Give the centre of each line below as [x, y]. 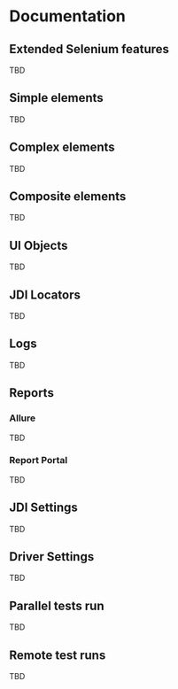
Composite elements [68, 197]
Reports [32, 393]
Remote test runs [58, 655]
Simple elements [56, 98]
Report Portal [39, 461]
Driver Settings [52, 557]
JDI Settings [43, 508]
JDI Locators [45, 294]
